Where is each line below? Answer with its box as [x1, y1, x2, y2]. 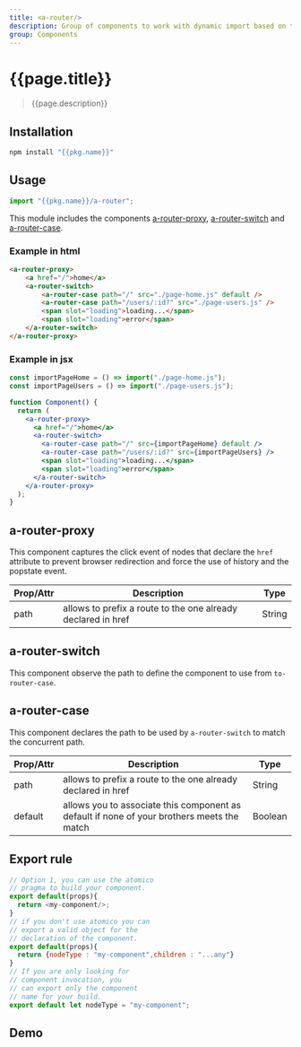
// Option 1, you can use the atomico [9, 876, 154, 885]
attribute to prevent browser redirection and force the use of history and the [9, 556, 289, 567]
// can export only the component [9, 983, 139, 992]
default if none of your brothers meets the [62, 809, 239, 822]
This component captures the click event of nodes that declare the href [9, 546, 273, 557]
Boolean [252, 809, 288, 822]
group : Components [9, 30, 78, 39]
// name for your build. [9, 992, 102, 1001]
